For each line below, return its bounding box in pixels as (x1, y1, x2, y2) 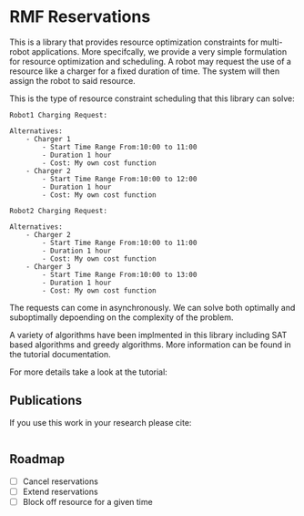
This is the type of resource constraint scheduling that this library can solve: (9, 93, 296, 104)
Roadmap (9, 451, 66, 467)
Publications (9, 393, 83, 408)
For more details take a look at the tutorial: (9, 366, 168, 377)
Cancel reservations (22, 476, 98, 487)
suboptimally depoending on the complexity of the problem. (9, 312, 234, 323)
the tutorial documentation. (9, 348, 111, 359)
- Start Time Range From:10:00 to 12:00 (42, 174, 198, 183)
